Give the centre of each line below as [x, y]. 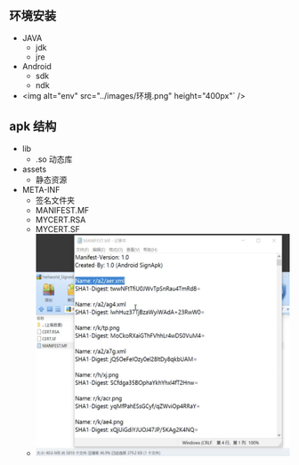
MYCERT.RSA [61, 220]
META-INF [41, 189]
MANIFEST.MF [62, 210]
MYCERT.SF [57, 228]
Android [36, 66]
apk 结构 [33, 127]
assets [34, 169]
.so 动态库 [54, 159]
